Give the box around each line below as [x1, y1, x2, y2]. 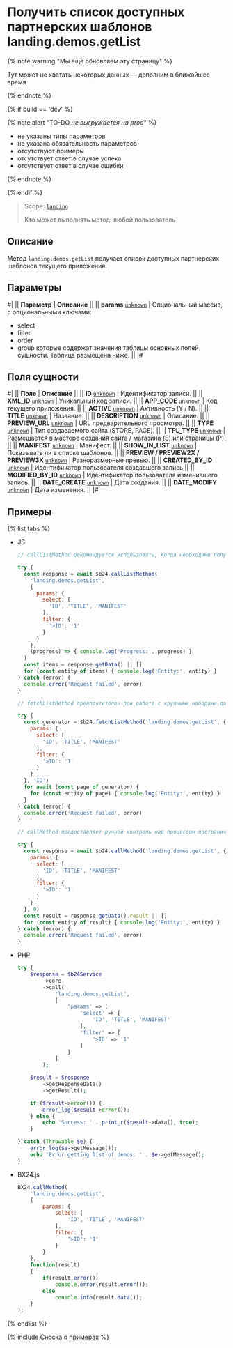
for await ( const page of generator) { [24, 783, 140, 791]
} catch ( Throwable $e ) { [17, 1138, 93, 1145]
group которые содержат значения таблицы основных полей [17, 343, 200, 352]
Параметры [7, 282, 62, 293]
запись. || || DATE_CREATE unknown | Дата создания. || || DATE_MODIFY [7, 478, 218, 487]
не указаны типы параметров [17, 132, 106, 140]
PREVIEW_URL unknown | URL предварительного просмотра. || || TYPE [7, 419, 214, 427]
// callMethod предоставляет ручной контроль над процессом [17, 829, 195, 836]
